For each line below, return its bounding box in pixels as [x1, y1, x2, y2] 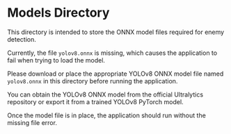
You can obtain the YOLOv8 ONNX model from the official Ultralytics [7, 90, 204, 99]
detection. [7, 35, 37, 43]
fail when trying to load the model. [7, 56, 106, 64]
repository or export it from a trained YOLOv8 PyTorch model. [7, 97, 184, 106]
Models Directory [7, 5, 110, 21]
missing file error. [7, 118, 58, 126]
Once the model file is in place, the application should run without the [7, 111, 207, 119]
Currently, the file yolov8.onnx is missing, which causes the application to [7, 49, 218, 57]
